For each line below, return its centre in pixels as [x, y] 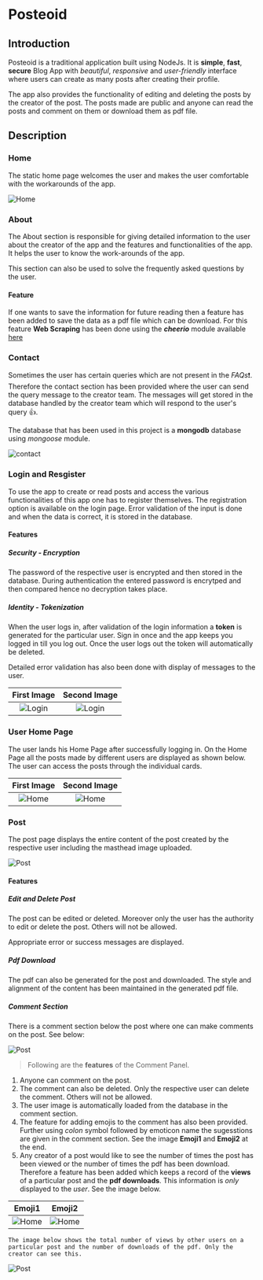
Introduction [39, 44]
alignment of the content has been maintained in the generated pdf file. [123, 988]
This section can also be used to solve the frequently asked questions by [126, 268]
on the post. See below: [46, 1035]
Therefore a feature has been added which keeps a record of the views [135, 1172]
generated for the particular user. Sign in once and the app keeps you [121, 636]
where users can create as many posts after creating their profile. [114, 79]
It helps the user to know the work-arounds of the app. [97, 253]
